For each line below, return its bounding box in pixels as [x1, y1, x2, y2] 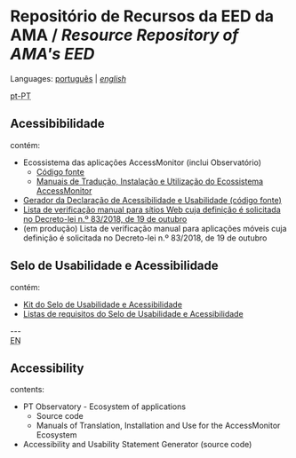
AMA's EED [10, 44, 95, 64]
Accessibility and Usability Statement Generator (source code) [22, 439, 252, 450]
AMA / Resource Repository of [10, 25, 239, 45]
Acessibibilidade [10, 116, 105, 131]
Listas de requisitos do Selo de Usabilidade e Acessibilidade [22, 308, 244, 319]
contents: [10, 384, 45, 395]
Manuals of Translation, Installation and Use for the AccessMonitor [36, 420, 281, 431]
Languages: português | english [10, 73, 127, 83]
